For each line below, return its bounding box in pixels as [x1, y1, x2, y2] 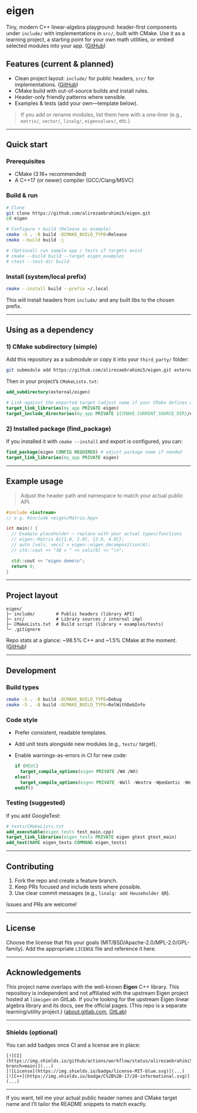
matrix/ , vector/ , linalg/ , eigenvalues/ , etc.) [20, 117, 130, 124]
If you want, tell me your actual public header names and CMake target [6, 1094, 178, 1101]
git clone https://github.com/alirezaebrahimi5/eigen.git [6, 210, 151, 216]
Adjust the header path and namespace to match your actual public [20, 492, 184, 499]
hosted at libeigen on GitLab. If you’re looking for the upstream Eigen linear [6, 995, 189, 1003]
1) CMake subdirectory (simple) [6, 343, 98, 351]
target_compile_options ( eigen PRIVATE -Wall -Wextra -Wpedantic [20, 780, 181, 785]
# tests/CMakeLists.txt [6, 823, 64, 829]
